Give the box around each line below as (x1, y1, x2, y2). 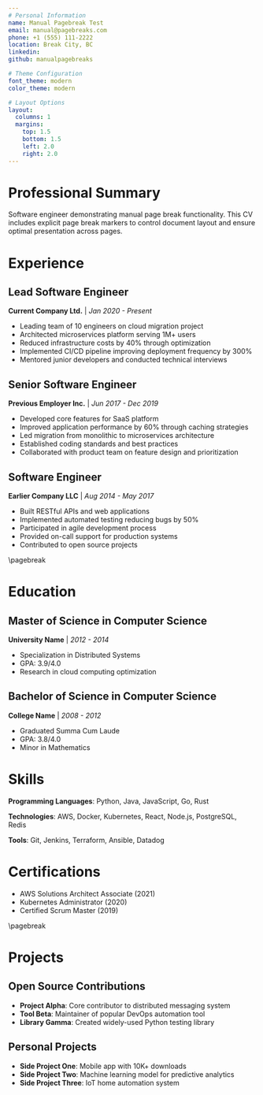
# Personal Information (8, 11, 87, 20)
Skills (8, 770, 45, 789)
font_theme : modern (8, 76, 72, 85)
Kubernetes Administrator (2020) (19, 897, 128, 907)
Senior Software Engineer (8, 377, 137, 391)
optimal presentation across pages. (8, 226, 123, 236)
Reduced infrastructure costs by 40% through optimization (19, 338, 211, 347)
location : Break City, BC (8, 41, 93, 49)
